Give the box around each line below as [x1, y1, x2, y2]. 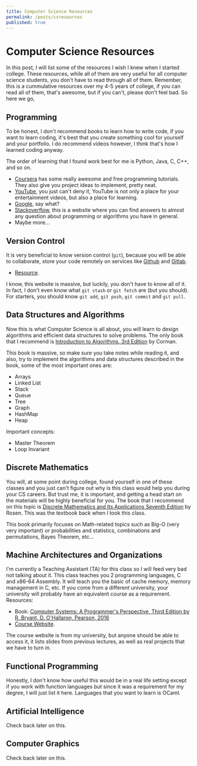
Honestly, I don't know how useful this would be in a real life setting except [6, 677, 187, 684]
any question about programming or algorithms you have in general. [14, 213, 179, 220]
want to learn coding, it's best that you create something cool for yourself [6, 134, 184, 141]
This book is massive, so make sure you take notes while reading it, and [6, 349, 179, 356]
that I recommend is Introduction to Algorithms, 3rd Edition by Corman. [6, 338, 178, 345]
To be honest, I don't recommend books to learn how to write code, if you [6, 128, 184, 135]
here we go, [6, 95, 35, 103]
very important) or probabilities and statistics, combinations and [6, 527, 161, 534]
